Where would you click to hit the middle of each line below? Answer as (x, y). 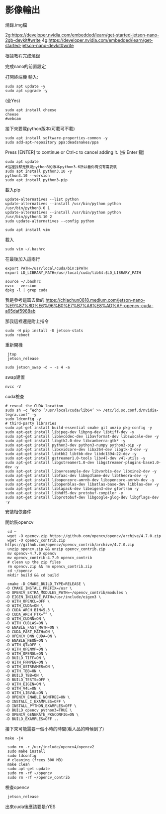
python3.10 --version (28, 175)
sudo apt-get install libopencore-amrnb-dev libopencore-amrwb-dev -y (80, 480)
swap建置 (15, 377)
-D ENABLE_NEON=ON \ (27, 640)
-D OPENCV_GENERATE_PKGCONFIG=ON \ (42, 714)
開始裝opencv (19, 522)
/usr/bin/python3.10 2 (29, 217)
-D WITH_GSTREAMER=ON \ (30, 667)
